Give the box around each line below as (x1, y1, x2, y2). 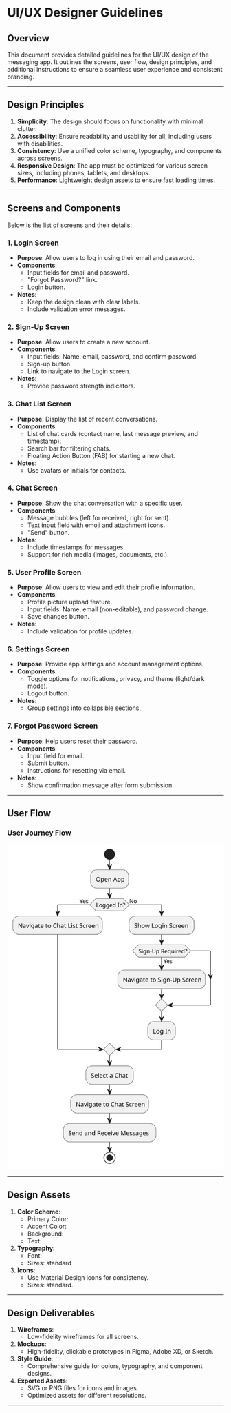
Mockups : (16, 1340, 47, 1348)
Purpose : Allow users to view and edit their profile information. (16, 583, 195, 591)
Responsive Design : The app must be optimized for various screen (16, 161, 208, 170)
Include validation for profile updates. (27, 627, 134, 635)
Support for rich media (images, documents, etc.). (27, 550, 170, 558)
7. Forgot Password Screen (7, 721, 98, 731)
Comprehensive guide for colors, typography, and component (27, 1362, 203, 1370)
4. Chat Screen (7, 483, 58, 493)
